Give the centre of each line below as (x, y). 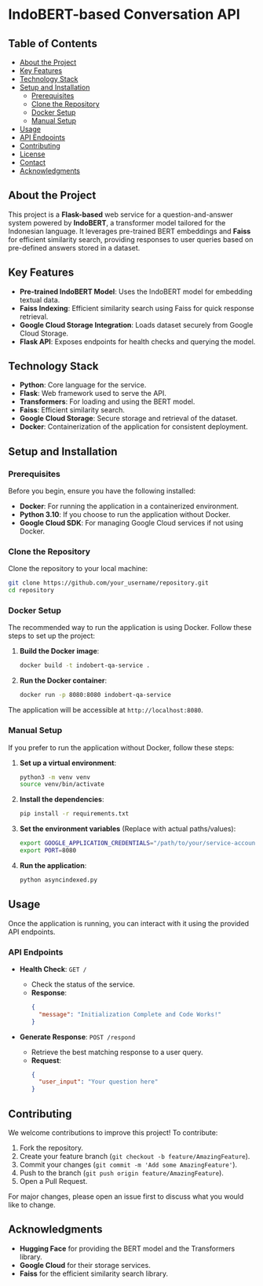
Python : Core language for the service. (83, 385)
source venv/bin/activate (62, 784)
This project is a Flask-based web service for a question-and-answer (121, 214)
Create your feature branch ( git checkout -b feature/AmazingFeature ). (135, 1156)
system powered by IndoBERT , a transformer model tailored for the (117, 222)
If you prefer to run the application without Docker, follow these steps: (121, 747)
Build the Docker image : (59, 651)
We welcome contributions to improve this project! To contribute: (113, 1132)
